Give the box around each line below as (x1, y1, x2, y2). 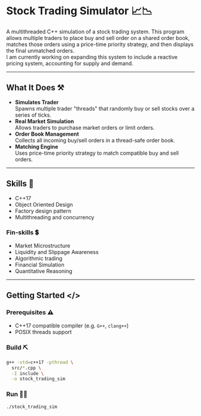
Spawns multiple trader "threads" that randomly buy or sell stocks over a (14, 105, 195, 112)
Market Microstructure (14, 242, 71, 249)
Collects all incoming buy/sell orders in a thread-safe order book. (14, 136, 175, 143)
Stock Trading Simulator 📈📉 (6, 4, 153, 18)
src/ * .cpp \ (11, 365, 42, 371)
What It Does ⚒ (6, 82, 65, 93)
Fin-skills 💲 (6, 228, 39, 237)
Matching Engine (14, 143, 59, 150)
